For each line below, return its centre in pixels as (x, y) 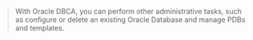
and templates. (40, 28)
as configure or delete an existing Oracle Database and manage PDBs (130, 20)
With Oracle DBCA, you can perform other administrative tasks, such (128, 11)
